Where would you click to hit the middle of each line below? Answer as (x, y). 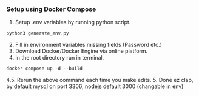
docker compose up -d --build (45, 69)
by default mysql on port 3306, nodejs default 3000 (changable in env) (95, 86)
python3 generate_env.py (38, 33)
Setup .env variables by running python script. (73, 22)
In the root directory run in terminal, (59, 58)
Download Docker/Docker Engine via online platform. (81, 51)
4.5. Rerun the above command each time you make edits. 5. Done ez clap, (100, 80)
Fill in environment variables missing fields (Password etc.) (89, 45)
